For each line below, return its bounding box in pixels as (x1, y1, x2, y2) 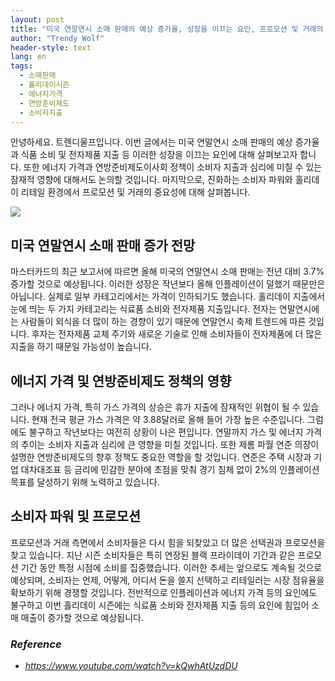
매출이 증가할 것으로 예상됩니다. (20, 611, 144, 623)
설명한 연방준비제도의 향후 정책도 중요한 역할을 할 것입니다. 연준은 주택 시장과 (10, 451, 312, 463)
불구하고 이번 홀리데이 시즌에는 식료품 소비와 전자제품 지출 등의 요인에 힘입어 (10, 599, 310, 611)
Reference (10, 637, 62, 651)
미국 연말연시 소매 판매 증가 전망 (10, 237, 196, 254)
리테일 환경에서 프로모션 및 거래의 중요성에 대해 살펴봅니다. (20, 186, 251, 198)
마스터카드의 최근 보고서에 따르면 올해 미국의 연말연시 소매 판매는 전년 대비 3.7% (10, 266, 325, 278)
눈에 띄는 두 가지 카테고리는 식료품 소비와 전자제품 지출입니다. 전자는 (10, 303, 277, 315)
